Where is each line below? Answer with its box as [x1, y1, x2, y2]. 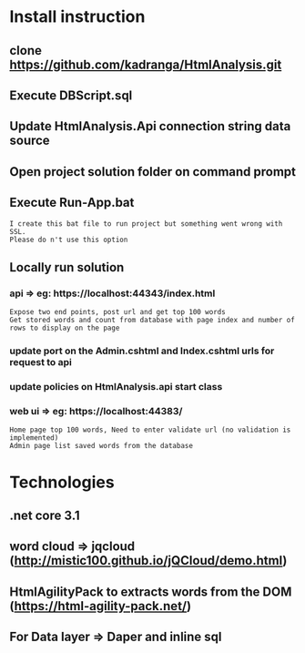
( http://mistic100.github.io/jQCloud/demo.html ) [9, 553, 288, 568]
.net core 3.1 [9, 507, 80, 523]
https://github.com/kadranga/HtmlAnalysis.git [9, 56, 282, 72]
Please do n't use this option [9, 235, 128, 244]
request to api [9, 356, 73, 369]
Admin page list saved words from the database [9, 442, 194, 451]
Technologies [9, 472, 116, 493]
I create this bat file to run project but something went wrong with [9, 219, 283, 229]
